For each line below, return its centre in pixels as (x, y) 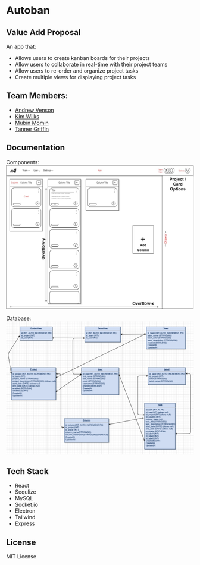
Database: (19, 318)
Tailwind (25, 517)
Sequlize (26, 492)
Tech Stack (27, 471)
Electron (25, 511)
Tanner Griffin (32, 129)
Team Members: (37, 96)
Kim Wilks (27, 116)
